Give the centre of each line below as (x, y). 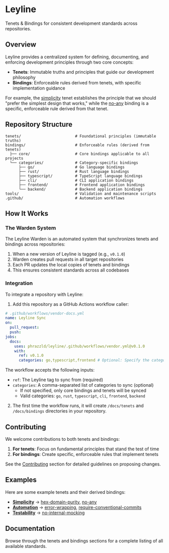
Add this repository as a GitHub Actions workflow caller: (71, 304)
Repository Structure (39, 125)
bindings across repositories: (35, 244)
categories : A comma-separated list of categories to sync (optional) (83, 385)
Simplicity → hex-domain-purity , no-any (55, 502)
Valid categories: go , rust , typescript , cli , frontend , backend (82, 396)
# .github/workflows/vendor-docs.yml (45, 313)
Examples (21, 480)
